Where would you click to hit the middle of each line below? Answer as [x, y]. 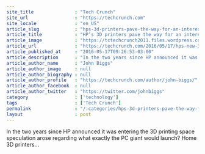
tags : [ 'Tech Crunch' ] [64, 103]
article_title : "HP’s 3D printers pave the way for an [94, 35]
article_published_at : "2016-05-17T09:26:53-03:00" [80, 52]
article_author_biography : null [49, 75]
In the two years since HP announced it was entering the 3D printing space [101, 131]
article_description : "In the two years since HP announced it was [102, 57]
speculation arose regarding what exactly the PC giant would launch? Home [102, 138]
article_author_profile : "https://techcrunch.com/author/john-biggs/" [102, 80]
